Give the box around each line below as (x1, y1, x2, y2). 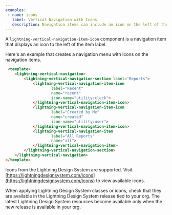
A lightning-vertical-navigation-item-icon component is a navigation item (5, 36, 166, 42)
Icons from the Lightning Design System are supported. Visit (5, 166, 133, 172)
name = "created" (51, 114, 83, 120)
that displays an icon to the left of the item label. (5, 42, 107, 48)
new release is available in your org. (5, 204, 81, 210)
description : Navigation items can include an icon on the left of (12, 22, 159, 27)
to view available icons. (96, 178, 145, 184)
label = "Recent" (51, 86, 83, 91)
